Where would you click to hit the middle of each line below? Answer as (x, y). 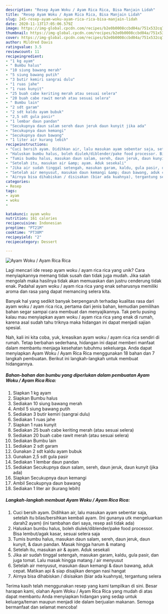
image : (12, 28)
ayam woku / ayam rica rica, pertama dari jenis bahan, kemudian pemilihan (83, 306)
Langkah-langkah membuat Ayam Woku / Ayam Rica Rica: (68, 500)
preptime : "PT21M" (25, 228)
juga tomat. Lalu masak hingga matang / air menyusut (68, 561)
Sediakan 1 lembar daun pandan (46, 462)
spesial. (14, 327)
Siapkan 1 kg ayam (32, 393)
